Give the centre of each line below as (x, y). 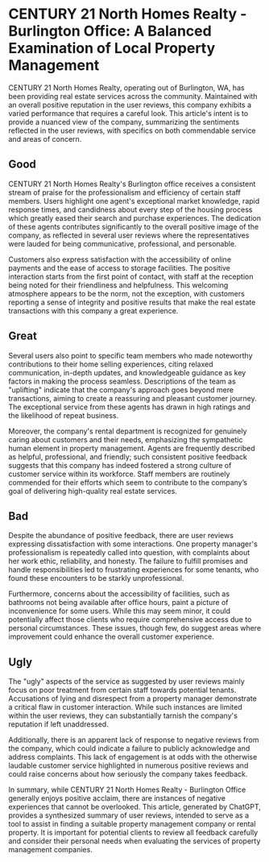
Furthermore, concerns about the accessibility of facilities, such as (119, 594)
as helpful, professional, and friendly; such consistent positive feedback (128, 457)
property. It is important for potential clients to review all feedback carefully (133, 833)
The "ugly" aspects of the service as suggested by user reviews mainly (127, 682)
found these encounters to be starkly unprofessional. (96, 578)
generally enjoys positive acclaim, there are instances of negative (117, 798)
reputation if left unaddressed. (58, 724)
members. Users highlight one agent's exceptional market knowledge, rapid (134, 201)
